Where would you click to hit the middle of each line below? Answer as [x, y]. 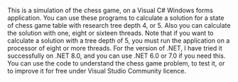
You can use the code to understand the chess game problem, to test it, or [116, 63]
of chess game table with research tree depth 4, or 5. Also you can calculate [119, 25]
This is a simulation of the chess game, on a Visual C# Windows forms [110, 10]
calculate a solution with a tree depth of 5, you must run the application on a [119, 41]
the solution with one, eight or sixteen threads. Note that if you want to [111, 33]
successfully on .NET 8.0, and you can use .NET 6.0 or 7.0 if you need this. [117, 56]
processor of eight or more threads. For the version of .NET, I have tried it [115, 48]
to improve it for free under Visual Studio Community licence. [97, 71]
